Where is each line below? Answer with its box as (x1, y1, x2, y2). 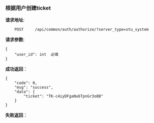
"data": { (14, 90, 36, 95)
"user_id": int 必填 (14, 52, 58, 57)
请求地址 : (5, 17, 25, 23)
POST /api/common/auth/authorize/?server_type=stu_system (14, 27, 149, 32)
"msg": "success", (14, 85, 53, 90)
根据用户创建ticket (5, 4, 51, 11)
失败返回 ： (5, 112, 28, 118)
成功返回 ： (5, 66, 28, 72)
